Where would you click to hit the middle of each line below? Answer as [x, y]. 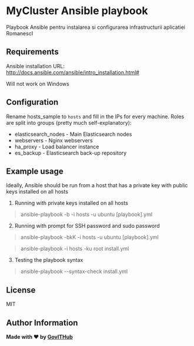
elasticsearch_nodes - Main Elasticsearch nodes [73, 134]
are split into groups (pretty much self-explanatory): [69, 122]
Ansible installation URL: [35, 66]
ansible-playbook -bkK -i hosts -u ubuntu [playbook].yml [89, 237]
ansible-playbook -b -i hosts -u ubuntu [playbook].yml [86, 214]
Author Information [42, 323]
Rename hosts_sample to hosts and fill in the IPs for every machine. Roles [95, 117]
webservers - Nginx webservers [53, 140]
